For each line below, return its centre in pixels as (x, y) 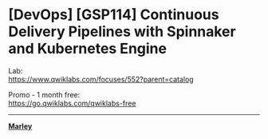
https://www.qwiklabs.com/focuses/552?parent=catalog (101, 79)
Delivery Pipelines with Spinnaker (122, 32)
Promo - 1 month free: (44, 94)
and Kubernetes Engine (88, 49)
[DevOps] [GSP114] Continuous (114, 15)
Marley (20, 126)
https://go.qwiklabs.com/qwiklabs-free (72, 103)
